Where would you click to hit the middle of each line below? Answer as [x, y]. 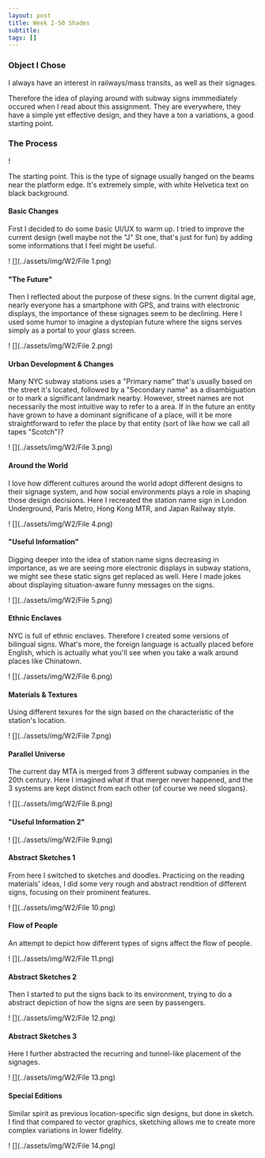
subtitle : [25, 30]
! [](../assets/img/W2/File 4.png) [61, 524]
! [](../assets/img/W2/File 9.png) [61, 840]
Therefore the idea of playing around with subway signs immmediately [123, 98]
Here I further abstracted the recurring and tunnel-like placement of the [125, 1053]
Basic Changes [34, 211]
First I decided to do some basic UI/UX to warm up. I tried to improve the [127, 229]
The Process [33, 143]
